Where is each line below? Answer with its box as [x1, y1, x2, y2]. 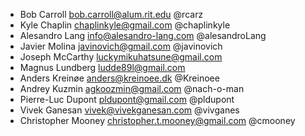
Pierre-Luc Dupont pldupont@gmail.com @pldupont [19, 94, 235, 105]
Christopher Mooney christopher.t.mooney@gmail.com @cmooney [19, 115, 296, 126]
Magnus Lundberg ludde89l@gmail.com [19, 62, 186, 73]
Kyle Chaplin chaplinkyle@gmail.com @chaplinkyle [19, 19, 231, 31]
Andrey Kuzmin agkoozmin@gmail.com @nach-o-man [19, 83, 245, 94]
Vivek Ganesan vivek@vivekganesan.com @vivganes [19, 104, 240, 116]
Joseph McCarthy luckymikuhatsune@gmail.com [19, 51, 223, 63]
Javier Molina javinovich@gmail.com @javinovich [19, 40, 223, 52]
